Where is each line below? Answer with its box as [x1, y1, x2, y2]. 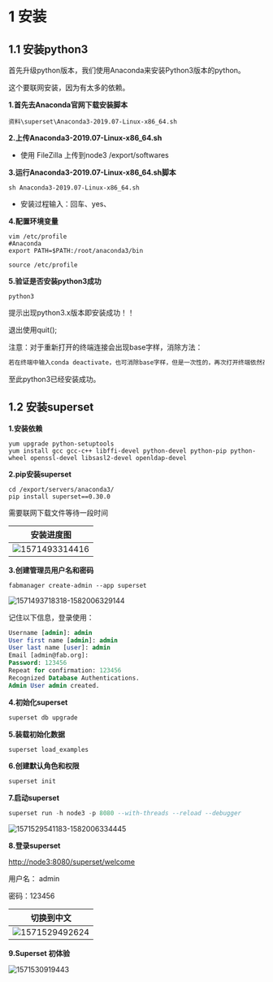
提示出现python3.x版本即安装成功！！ [8, 308, 135, 317]
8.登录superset [8, 841, 61, 850]
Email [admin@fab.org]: [8, 651, 89, 659]
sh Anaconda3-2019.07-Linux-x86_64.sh [8, 184, 140, 192]
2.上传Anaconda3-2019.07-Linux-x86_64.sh [8, 133, 162, 142]
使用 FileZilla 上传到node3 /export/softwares [19, 150, 169, 159]
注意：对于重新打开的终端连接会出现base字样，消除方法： [8, 342, 203, 352]
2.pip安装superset [8, 469, 71, 479]
